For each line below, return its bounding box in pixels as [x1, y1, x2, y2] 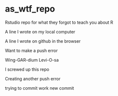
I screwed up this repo [5, 66, 50, 72]
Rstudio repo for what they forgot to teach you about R [5, 19, 113, 25]
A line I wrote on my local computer [5, 29, 76, 34]
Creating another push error [5, 76, 61, 81]
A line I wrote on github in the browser [5, 38, 81, 44]
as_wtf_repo [5, 3, 55, 15]
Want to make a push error [5, 48, 58, 53]
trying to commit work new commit [5, 85, 74, 91]
